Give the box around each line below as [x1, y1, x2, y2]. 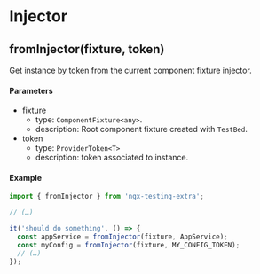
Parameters [9, 85, 53, 96]
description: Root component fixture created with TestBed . [35, 124, 248, 135]
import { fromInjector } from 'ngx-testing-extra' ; [9, 192, 204, 201]
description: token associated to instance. [35, 153, 189, 163]
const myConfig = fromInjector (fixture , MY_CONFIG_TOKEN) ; [17, 240, 240, 249]
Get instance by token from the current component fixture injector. [9, 65, 253, 75]
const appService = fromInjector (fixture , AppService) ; [17, 232, 228, 241]
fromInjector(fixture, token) [9, 42, 165, 57]
